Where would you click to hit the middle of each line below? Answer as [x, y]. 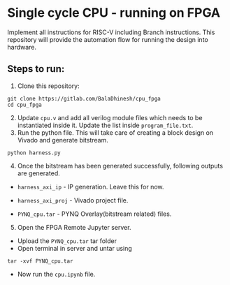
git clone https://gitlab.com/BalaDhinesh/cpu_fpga [84, 98]
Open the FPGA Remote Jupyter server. [74, 227]
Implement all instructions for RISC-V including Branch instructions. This [111, 32]
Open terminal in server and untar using [75, 248]
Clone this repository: [48, 86]
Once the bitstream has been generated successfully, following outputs [120, 166]
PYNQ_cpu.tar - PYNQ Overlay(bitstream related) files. [94, 214]
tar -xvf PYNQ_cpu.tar [40, 261]
